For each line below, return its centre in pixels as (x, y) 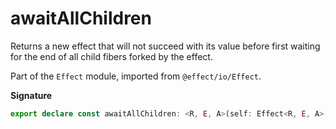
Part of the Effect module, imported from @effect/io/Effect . (136, 76)
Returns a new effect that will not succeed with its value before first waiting (165, 46)
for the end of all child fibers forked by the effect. (111, 56)
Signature (31, 95)
